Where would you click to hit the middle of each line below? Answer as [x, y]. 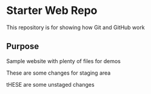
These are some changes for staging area [59, 73]
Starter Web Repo [52, 11]
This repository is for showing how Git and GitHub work [75, 27]
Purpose [23, 46]
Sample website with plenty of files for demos [64, 61]
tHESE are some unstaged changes [51, 84]
